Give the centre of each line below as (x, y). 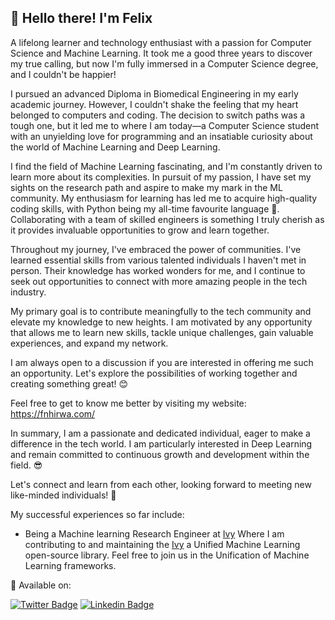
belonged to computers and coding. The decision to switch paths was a (158, 115)
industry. (28, 292)
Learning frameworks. (70, 565)
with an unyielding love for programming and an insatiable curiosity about (161, 136)
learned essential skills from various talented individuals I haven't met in (158, 260)
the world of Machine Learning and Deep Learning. (115, 147)
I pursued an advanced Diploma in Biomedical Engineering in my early (154, 93)
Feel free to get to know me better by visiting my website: (128, 403)
